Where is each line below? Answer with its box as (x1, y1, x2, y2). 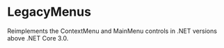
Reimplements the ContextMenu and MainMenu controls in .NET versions (7, 27, 218, 35)
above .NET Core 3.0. (7, 34, 69, 42)
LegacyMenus (7, 4, 92, 20)
